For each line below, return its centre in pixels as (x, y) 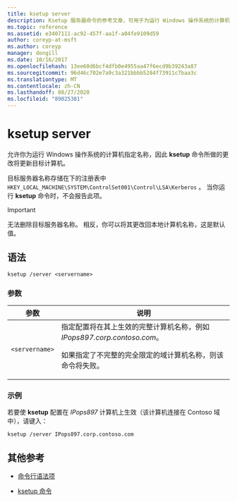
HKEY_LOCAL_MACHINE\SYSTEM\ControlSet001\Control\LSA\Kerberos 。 (106, 187)
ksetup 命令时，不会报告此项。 (60, 195)
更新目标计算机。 (44, 163)
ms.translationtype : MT (42, 79)
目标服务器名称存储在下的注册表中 (57, 178)
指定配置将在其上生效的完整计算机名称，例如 (135, 327)
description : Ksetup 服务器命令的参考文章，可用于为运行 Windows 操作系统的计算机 (119, 20)
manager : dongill (33, 54)
